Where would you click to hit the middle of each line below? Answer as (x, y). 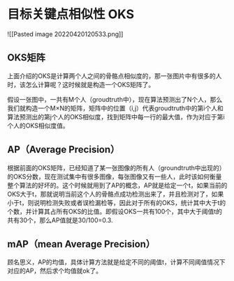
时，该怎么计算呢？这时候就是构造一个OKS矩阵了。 (81, 84)
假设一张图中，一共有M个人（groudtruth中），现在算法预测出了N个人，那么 (115, 99)
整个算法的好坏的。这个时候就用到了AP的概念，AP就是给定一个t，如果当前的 (117, 185)
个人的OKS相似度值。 (38, 126)
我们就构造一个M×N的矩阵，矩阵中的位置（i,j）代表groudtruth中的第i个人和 (115, 108)
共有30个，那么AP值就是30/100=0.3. (60, 220)
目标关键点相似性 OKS (71, 14)
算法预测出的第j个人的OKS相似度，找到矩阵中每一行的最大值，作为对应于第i (116, 116)
